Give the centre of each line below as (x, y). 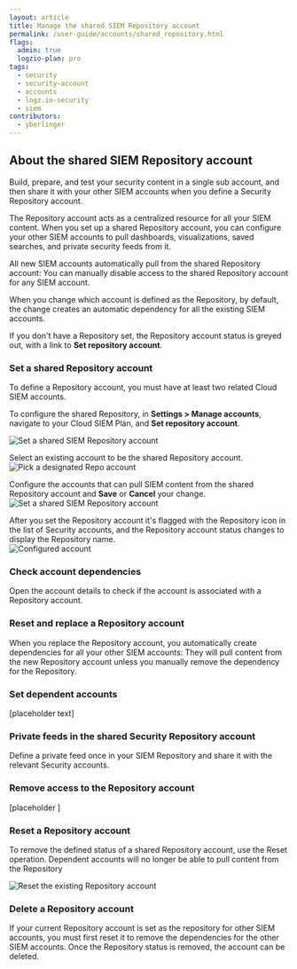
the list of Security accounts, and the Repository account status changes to (147, 530)
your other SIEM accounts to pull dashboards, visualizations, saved (132, 237)
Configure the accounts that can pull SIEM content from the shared (132, 484)
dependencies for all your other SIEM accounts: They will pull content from (146, 652)
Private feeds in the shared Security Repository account (133, 736)
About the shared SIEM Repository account (131, 161)
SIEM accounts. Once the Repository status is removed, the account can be (147, 947)
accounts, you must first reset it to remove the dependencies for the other (144, 938)
